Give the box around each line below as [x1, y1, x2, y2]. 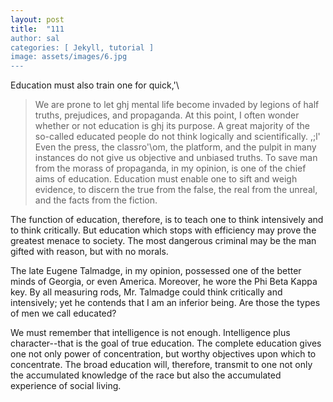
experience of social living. [10, 380, 122, 392]
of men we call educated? [10, 307, 117, 320]
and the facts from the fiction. [34, 194, 158, 206]
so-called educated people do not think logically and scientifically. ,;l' [34, 131, 321, 143]
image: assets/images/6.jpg [10, 52, 128, 62]
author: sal [10, 33, 60, 43]
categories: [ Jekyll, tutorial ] [10, 42, 155, 53]
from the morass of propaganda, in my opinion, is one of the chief [34, 162, 307, 175]
